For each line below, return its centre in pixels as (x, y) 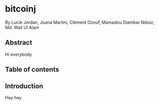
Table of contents (32, 69)
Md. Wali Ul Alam (22, 27)
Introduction (24, 86)
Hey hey (13, 97)
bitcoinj (21, 9)
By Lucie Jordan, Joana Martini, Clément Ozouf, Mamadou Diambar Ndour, (80, 22)
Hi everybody (19, 54)
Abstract (19, 43)
